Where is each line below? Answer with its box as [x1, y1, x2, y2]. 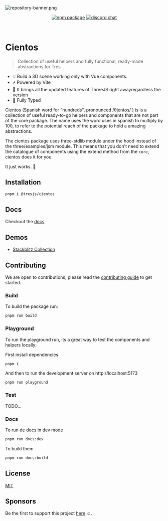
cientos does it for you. [5, 153, 53, 160]
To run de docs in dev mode [5, 427, 64, 433]
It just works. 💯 [5, 163, 36, 169]
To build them [5, 445, 34, 451]
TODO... [5, 403, 22, 409]
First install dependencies [5, 352, 59, 358]
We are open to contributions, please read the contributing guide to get [5, 274, 152, 280]
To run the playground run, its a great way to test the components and [5, 336, 150, 342]
